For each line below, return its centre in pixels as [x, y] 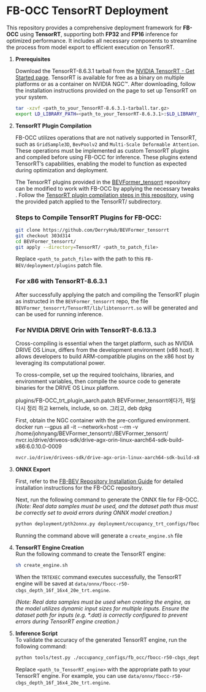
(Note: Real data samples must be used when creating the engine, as [103, 602]
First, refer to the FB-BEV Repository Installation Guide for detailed [99, 481]
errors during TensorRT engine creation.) [67, 621]
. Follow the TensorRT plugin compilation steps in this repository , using [105, 195]
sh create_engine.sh [41, 565]
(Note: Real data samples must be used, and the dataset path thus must [106, 506]
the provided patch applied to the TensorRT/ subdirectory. [89, 201]
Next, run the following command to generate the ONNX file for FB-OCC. [107, 500]
